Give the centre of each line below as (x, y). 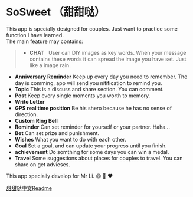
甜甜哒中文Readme (29, 188)
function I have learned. (35, 35)
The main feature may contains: (45, 41)
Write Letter (30, 101)
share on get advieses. (42, 164)
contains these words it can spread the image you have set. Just (108, 59)
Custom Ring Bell (36, 120)
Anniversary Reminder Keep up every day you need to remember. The (101, 77)
